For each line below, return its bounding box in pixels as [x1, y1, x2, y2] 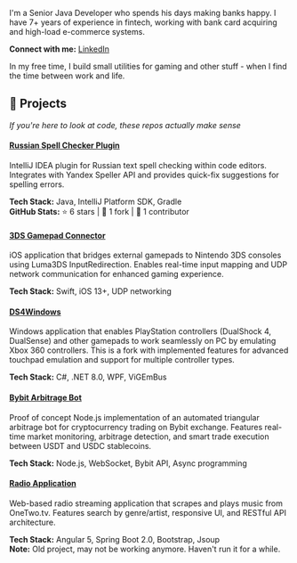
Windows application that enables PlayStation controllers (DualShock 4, [9, 326, 272, 337]
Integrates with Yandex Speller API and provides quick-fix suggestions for [9, 169, 280, 181]
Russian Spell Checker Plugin [9, 140, 120, 151]
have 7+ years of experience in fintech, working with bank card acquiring [9, 17, 277, 28]
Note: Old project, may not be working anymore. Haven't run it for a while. [9, 543, 281, 554]
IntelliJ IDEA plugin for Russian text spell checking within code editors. [9, 160, 267, 171]
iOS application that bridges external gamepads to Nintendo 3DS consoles [9, 249, 282, 261]
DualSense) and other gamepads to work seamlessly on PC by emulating [9, 336, 277, 347]
